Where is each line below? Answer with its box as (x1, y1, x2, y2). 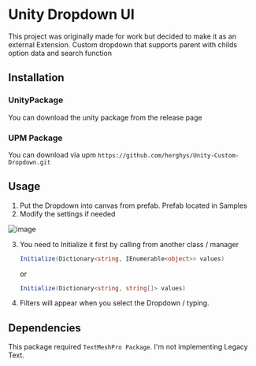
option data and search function (8, 48, 113, 57)
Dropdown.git (8, 158, 51, 166)
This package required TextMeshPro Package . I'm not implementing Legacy (8, 342, 248, 352)
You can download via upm (8, 150, 97, 159)
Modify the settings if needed (19, 209, 116, 218)
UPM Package (8, 132, 63, 143)
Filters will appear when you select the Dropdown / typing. (19, 298, 210, 308)
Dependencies (8, 321, 81, 335)
